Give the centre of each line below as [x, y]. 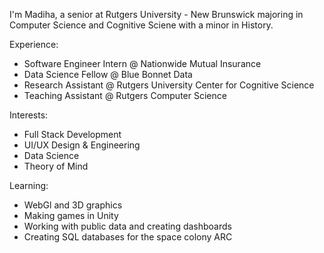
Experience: [34, 44]
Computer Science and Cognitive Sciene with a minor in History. [141, 25]
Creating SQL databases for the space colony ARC [128, 237]
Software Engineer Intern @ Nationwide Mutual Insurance [142, 63]
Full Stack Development [72, 134]
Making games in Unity [71, 215]
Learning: [29, 185]
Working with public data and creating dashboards [127, 226]
